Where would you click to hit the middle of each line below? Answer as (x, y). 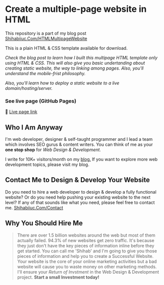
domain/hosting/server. (29, 88)
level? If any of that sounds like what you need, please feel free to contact (80, 202)
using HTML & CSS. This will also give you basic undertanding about (75, 63)
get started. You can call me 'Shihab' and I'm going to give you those (87, 251)
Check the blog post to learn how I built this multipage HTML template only (81, 57)
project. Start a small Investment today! (58, 277)
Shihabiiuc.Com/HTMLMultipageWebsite (46, 39)
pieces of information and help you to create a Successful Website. (85, 256)
